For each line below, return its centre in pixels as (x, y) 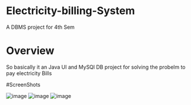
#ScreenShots (23, 84)
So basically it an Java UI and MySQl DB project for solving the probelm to (96, 67)
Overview (30, 51)
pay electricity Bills (29, 73)
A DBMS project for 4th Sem (41, 27)
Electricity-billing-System (71, 11)
